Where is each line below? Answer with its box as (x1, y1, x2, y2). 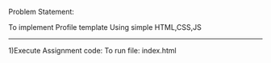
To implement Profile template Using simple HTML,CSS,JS (8, 23, 202, 31)
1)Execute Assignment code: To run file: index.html (8, 46, 177, 55)
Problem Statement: (8, 7, 75, 16)
